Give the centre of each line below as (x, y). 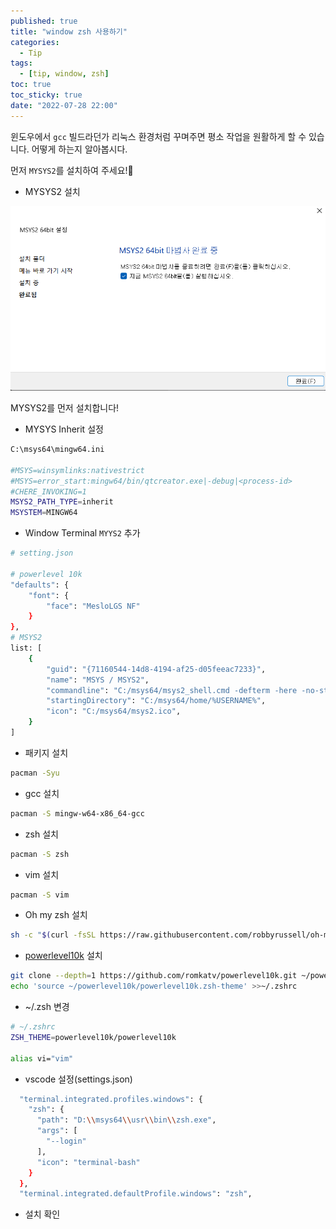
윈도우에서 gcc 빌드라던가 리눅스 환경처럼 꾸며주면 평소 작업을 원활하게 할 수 (158, 136)
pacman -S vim (40, 895)
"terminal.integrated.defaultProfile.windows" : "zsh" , (136, 1194)
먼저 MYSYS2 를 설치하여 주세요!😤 (72, 170)
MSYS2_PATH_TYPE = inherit (62, 502)
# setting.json (42, 553)
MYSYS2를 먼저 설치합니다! (65, 408)
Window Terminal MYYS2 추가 (82, 533)
